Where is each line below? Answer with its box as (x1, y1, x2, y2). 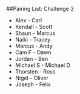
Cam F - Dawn (15, 49, 52, 56)
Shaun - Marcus (15, 30, 56, 37)
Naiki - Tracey (15, 36, 51, 43)
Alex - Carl (15, 17, 42, 23)
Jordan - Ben (15, 55, 48, 62)
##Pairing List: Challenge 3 (6, 5, 74, 12)
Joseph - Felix (15, 81, 52, 88)
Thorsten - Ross (15, 68, 56, 75)
